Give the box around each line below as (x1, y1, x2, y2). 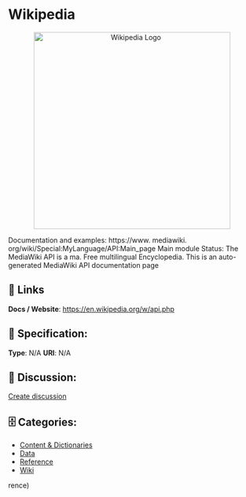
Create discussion (8, 391, 67, 401)
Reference (19, 457, 53, 466)
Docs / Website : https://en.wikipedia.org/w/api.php (8, 304, 175, 313)
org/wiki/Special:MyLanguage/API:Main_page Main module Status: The (8, 243, 239, 253)
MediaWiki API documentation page (42, 260, 160, 269)
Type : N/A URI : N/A (8, 348, 72, 358)
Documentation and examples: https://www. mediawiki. (8, 235, 187, 245)
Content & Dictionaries (19, 440, 93, 450)
